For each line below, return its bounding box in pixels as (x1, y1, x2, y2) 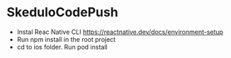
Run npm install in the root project (16, 35, 116, 43)
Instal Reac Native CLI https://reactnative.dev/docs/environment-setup (16, 28, 224, 36)
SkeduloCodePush (6, 4, 118, 21)
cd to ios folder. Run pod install (16, 42, 108, 51)
